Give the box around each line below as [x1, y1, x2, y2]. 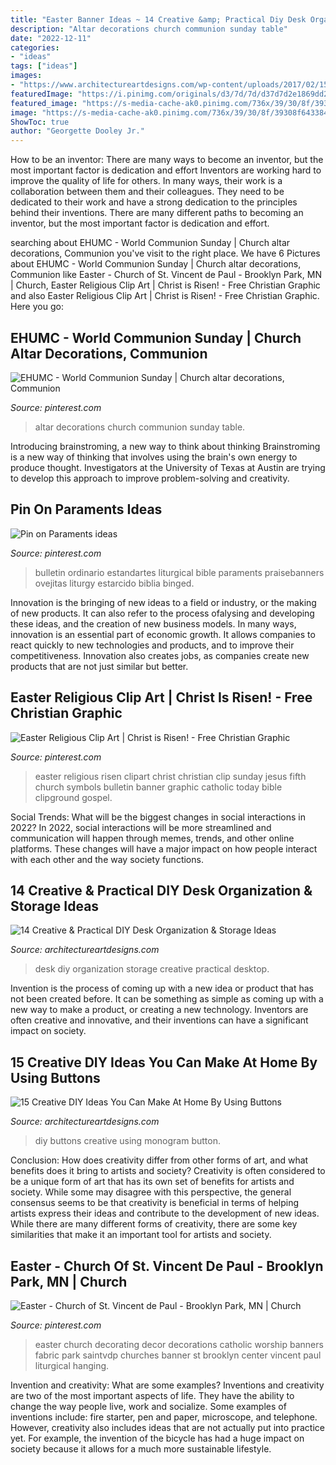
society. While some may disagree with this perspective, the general [10, 1186, 292, 1198]
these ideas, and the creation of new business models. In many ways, [10, 617, 297, 630]
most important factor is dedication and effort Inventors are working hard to [10, 164, 322, 176]
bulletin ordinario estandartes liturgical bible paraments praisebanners [34, 566, 325, 578]
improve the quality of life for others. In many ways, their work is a [10, 175, 283, 187]
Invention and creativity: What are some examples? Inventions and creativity [10, 1379, 325, 1391]
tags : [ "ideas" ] [10, 61, 78, 71]
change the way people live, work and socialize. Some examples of [10, 1401, 287, 1412]
